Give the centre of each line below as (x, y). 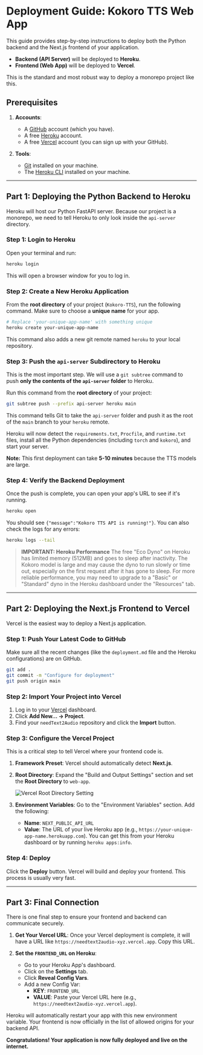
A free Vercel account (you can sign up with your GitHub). (96, 142)
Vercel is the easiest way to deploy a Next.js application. (76, 623)
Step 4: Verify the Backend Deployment (66, 480)
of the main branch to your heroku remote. (58, 422)
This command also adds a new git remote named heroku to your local (93, 339)
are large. (18, 464)
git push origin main (34, 681)
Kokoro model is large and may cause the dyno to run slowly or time (105, 564)
